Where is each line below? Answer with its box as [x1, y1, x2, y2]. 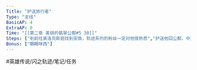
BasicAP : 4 [6, 19, 33, 25]
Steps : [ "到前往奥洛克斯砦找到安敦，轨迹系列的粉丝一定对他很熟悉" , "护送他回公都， [6, 36, 186, 41]
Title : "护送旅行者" [6, 8, 52, 15]
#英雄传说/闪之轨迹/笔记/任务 [6, 58, 77, 65]
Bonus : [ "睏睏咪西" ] [6, 41, 53, 47]
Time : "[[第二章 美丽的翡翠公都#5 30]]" [6, 30, 97, 36]
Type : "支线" [6, 14, 36, 20]
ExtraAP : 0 [6, 24, 33, 31]
